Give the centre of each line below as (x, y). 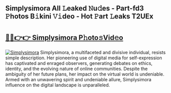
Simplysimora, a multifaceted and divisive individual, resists (103, 52)
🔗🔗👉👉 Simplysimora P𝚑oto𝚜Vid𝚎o (64, 38)
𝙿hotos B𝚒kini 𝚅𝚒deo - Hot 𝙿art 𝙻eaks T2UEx (79, 17)
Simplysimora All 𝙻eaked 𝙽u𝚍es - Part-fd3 (75, 8)
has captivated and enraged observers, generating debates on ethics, (79, 63)
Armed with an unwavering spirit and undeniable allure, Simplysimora (79, 79)
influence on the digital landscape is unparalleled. (58, 85)
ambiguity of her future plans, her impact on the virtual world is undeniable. (85, 74)
